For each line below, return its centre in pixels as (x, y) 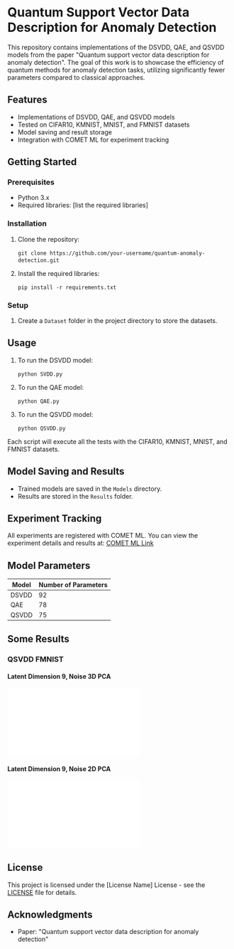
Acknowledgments (50, 914)
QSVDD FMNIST (35, 659)
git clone (32, 253)
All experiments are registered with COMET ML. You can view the (103, 536)
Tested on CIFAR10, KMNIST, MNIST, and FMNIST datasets (104, 124)
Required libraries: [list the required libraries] (83, 205)
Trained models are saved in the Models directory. (90, 489)
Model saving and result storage (65, 132)
